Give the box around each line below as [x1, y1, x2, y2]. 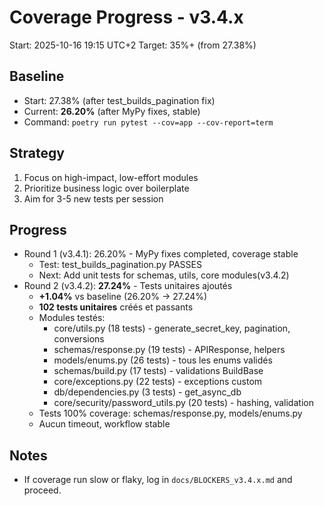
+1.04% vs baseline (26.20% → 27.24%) [38, 291, 208, 303]
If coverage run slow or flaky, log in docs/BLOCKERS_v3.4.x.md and [23, 474, 293, 486]
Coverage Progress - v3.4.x [9, 6, 244, 29]
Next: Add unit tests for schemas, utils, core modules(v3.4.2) [38, 269, 290, 281]
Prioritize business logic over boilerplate [23, 182, 190, 194]
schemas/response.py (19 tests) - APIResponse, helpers [53, 344, 286, 356]
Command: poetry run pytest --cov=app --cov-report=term [23, 116, 274, 128]
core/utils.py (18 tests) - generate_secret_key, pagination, [53, 322, 291, 335]
